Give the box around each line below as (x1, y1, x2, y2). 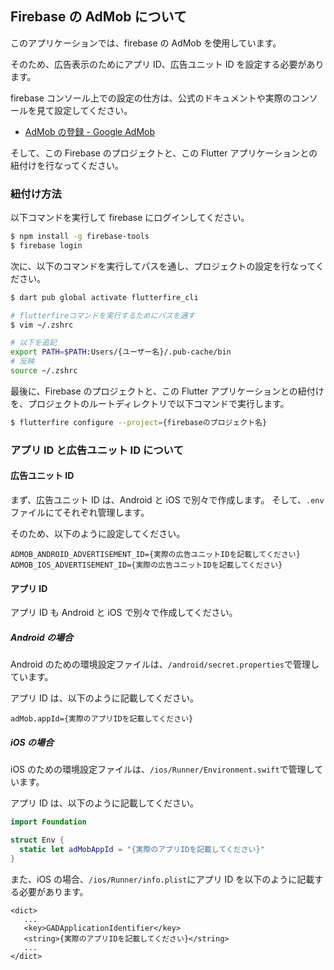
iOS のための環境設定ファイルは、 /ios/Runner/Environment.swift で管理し (10, 763, 315, 776)
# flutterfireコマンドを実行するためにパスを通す (10, 310, 196, 321)
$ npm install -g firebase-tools (10, 232, 150, 242)
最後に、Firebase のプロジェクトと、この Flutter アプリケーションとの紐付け (10, 385, 325, 397)
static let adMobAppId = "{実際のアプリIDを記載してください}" (19, 844, 265, 854)
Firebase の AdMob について (10, 8, 187, 26)
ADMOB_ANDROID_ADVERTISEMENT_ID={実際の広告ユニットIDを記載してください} (10, 549, 301, 559)
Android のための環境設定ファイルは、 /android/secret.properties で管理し (10, 658, 320, 671)
